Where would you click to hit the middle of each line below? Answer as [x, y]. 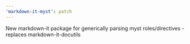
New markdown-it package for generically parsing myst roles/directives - [95, 28]
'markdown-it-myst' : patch [39, 11]
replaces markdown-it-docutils [43, 34]
